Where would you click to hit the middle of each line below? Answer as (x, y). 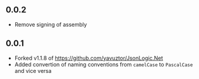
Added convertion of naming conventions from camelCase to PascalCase (103, 64)
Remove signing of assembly (51, 24)
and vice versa (33, 71)
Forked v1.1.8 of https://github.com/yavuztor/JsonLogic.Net (89, 58)
